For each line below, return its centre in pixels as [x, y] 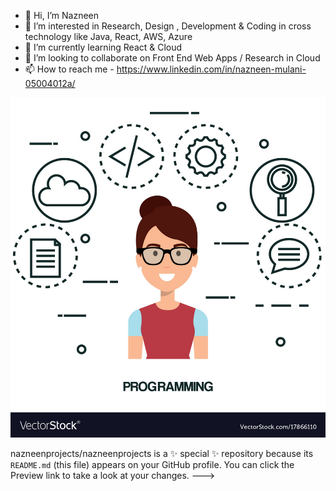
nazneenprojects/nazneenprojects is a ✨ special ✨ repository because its [162, 454]
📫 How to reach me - [69, 69]
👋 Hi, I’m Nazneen [62, 15]
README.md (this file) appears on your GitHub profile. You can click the [152, 465]
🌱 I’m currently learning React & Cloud [103, 47]
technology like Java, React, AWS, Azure [108, 36]
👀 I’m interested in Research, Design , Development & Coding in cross [168, 26]
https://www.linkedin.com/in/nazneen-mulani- [211, 69]
